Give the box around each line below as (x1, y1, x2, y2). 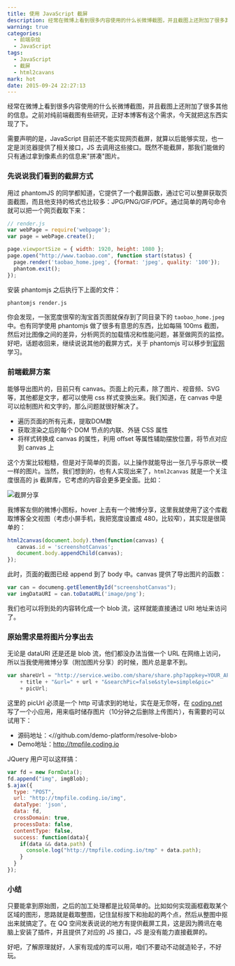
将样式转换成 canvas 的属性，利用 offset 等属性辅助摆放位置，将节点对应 (17, 434, 227, 442)
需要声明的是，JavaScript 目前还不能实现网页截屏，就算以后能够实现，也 (7, 135, 218, 143)
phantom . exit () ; (13, 265, 61, 272)
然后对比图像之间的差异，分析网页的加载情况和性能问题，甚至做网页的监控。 (7, 330, 228, 339)
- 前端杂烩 (13, 36, 41, 43)
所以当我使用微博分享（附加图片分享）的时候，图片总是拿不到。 (7, 658, 191, 667)
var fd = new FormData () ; (7, 768, 83, 775)
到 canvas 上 (17, 443, 55, 451)
